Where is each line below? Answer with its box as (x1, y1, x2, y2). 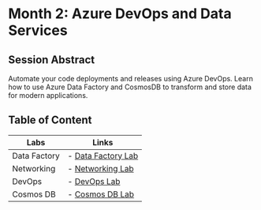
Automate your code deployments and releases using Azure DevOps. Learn (8, 74, 254, 83)
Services (8, 21, 69, 39)
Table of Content (8, 114, 92, 127)
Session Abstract (8, 53, 95, 66)
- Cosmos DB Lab (67, 189, 135, 200)
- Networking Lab (67, 163, 134, 174)
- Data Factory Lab (67, 150, 139, 161)
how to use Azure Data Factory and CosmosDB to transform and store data (8, 82, 252, 92)
